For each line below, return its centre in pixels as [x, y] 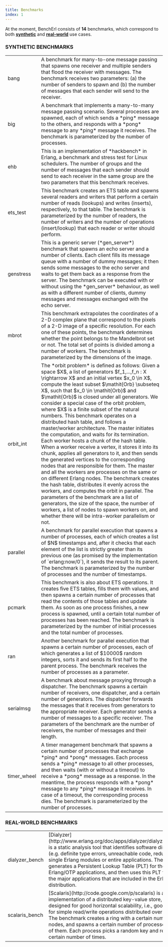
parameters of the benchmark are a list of [89, 497]
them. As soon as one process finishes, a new [95, 607]
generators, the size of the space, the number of [98, 503]
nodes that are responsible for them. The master [97, 465]
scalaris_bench [25, 915]
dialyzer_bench [26, 860]
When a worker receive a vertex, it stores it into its [99, 447]
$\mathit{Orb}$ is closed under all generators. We [99, 397]
